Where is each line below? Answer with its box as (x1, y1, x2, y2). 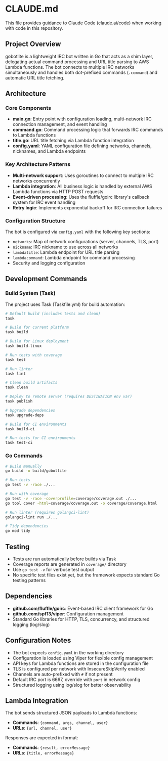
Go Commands (5, 452, 43, 459)
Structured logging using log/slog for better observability (12, 682, 132, 688)
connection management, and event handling (12, 121, 107, 127)
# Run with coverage (5, 491, 49, 497)
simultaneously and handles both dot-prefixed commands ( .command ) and (5, 69, 158, 75)
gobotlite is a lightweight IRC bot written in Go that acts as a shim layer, (5, 53, 153, 59)
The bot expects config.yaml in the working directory (12, 649, 124, 655)
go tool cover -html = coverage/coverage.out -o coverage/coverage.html (5, 501, 157, 506)
